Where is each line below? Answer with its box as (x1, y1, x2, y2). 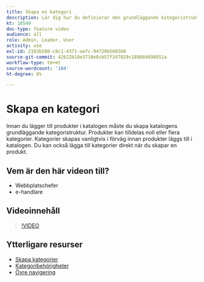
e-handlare (15, 189, 43, 195)
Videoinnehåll (6, 206, 60, 216)
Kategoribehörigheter (15, 262, 69, 269)
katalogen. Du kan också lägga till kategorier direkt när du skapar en (6, 142, 177, 149)
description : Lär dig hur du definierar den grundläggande (6, 15, 159, 21)
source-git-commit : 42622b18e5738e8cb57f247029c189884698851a (6, 54, 167, 60)
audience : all (6, 32, 42, 38)
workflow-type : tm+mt (6, 59, 61, 65)
